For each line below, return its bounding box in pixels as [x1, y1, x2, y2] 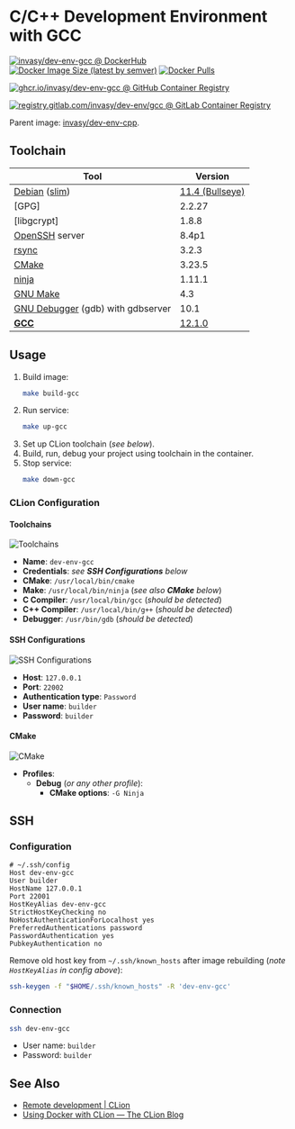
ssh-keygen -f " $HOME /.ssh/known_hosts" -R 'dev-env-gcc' [9, 982, 231, 991]
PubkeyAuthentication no [9, 939, 103, 949]
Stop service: [22, 457, 72, 469]
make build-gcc [22, 389, 80, 398]
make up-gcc [22, 422, 67, 431]
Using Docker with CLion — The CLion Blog [22, 1109, 184, 1120]
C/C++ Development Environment [9, 6, 268, 27]
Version [194, 169, 229, 182]
